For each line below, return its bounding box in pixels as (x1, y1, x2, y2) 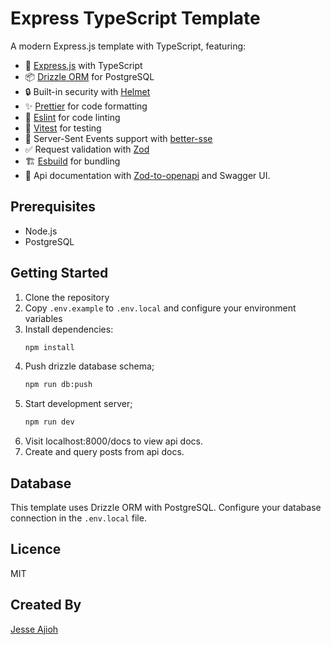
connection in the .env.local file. (10, 512, 147, 524)
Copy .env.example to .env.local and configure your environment (24, 302, 297, 314)
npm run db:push (24, 380, 93, 390)
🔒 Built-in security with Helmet (24, 85, 151, 97)
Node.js (24, 225, 58, 237)
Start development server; (24, 398, 133, 410)
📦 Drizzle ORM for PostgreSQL (24, 70, 155, 82)
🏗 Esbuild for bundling (24, 155, 121, 167)
